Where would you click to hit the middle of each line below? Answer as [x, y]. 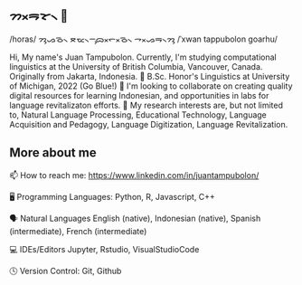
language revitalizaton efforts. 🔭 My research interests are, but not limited [146, 105]
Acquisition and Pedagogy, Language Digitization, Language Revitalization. [149, 124]
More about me [53, 153]
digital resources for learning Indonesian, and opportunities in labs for [139, 95]
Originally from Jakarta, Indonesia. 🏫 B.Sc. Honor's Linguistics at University [150, 76]
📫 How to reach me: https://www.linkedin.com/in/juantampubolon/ [134, 175]
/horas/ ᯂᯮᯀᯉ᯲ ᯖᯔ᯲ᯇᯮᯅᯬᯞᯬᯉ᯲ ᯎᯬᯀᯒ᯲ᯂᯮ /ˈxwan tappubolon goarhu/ [143, 39]
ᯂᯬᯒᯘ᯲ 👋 [39, 16]
